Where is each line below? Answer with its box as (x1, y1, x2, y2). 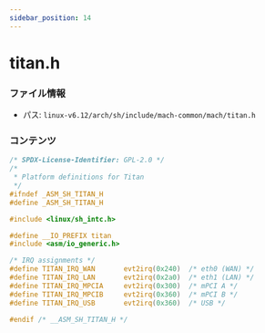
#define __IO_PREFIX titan (9, 231, 112, 240)
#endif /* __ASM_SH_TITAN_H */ (9, 315, 128, 324)
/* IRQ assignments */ (9, 256, 96, 265)
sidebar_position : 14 (9, 13, 92, 23)
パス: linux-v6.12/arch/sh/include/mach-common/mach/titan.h (22, 109, 257, 120)
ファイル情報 (9, 87, 66, 99)
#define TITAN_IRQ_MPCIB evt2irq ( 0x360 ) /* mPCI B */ (9, 289, 239, 299)
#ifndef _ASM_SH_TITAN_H (9, 189, 104, 199)
